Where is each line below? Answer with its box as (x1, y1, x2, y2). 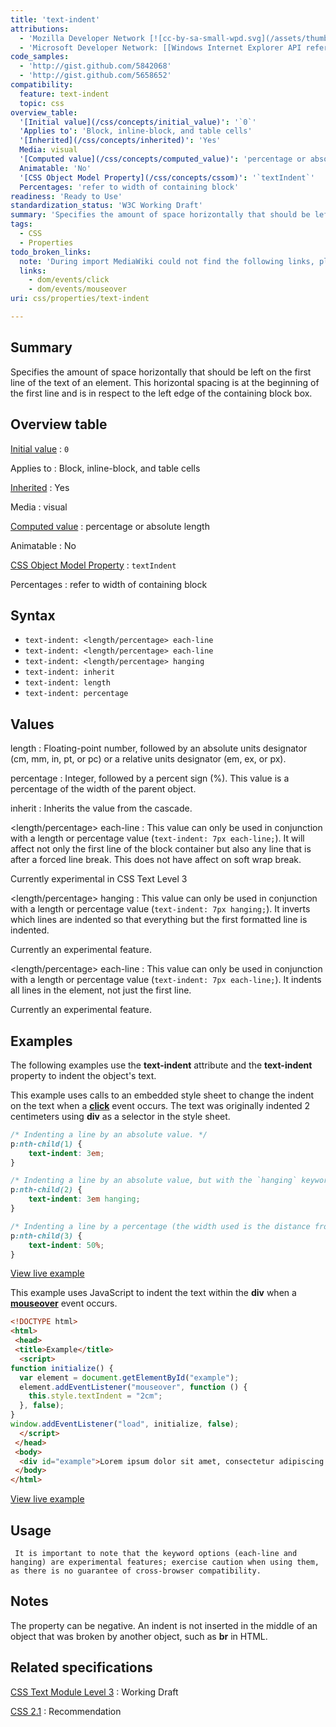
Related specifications (10, 1659, 153, 1676)
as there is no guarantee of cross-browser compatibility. (10, 1566, 262, 1576)
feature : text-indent (19, 89, 110, 99)
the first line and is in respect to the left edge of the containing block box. (10, 387, 313, 399)
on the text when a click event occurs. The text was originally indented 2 (10, 1099, 311, 1111)
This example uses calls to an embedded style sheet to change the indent (10, 1089, 315, 1101)
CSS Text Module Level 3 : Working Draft (10, 1686, 179, 1698)
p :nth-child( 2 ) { (10, 1185, 83, 1195)
